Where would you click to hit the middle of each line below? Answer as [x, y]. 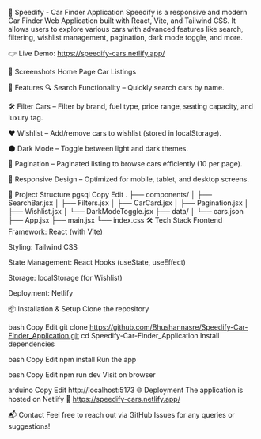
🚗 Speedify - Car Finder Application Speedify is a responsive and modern [128, 12]
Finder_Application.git [44, 336]
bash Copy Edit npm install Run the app [72, 359]
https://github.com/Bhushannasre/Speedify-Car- [169, 327]
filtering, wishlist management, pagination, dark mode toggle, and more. [126, 37]
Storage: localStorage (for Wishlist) [65, 278]
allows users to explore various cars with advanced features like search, [126, 29]
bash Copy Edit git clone [48, 327]
